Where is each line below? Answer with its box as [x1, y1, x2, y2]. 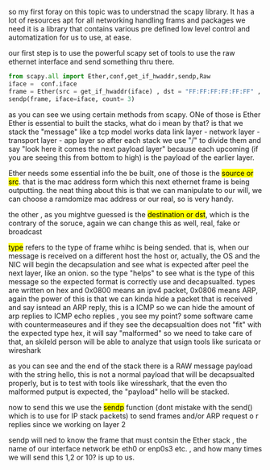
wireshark [8, 345, 42, 355]
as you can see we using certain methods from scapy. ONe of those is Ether [8, 109, 261, 120]
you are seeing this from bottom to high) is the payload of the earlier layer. [8, 153, 255, 162]
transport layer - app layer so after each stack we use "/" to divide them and [8, 135, 262, 145]
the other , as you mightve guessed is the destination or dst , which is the [8, 209, 250, 219]
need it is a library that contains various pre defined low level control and [8, 24, 251, 33]
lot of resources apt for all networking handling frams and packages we [8, 15, 246, 25]
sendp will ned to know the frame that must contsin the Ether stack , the [8, 435, 247, 445]
